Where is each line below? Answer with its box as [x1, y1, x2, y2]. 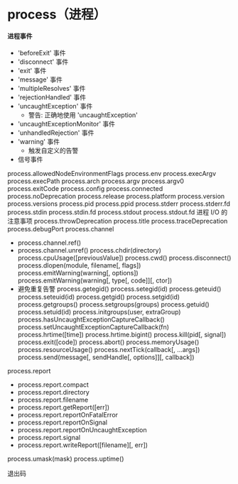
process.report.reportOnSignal [17, 418, 108, 427]
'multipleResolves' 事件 [17, 84, 86, 93]
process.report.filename [17, 395, 89, 405]
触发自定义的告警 [28, 146, 79, 155]
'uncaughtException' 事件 [17, 102, 93, 111]
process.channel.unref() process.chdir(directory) [17, 246, 162, 255]
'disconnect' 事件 [17, 57, 69, 66]
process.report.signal [17, 434, 80, 442]
